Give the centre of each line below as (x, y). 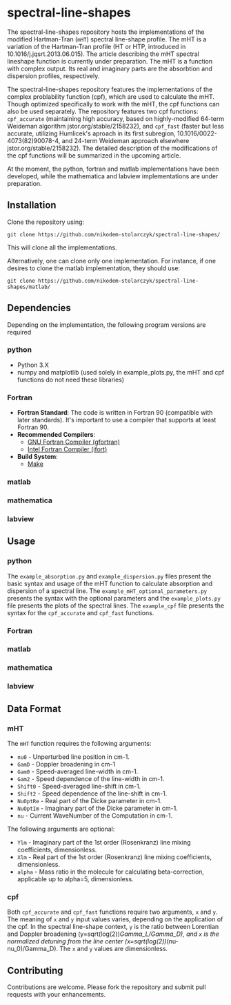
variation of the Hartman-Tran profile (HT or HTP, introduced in (97, 46)
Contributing (35, 970)
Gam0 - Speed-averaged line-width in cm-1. (78, 771)
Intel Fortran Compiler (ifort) (67, 449)
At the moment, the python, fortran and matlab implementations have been (113, 169)
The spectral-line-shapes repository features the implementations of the (110, 89)
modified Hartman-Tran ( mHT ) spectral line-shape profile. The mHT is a (107, 39)
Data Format (34, 709)
